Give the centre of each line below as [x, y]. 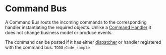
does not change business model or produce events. [59, 32]
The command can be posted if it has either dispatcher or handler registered [83, 42]
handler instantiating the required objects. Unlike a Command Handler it [78, 27]
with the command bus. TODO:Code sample [48, 47]
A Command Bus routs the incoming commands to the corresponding [76, 22]
